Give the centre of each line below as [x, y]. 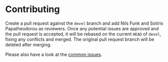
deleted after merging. [29, 44]
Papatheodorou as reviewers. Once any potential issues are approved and [82, 28]
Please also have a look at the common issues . [54, 54]
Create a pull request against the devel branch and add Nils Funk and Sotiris [84, 23]
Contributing [33, 9]
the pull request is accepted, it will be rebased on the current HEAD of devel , [83, 34]
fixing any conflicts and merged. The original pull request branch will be [80, 39]
